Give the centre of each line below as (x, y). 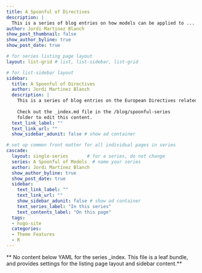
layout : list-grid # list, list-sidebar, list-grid (72, 62)
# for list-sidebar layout (40, 73)
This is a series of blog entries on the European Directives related (107, 101)
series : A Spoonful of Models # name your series (76, 162)
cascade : (17, 151)
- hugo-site (27, 223)
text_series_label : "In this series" (64, 206)
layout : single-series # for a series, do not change (88, 156)
